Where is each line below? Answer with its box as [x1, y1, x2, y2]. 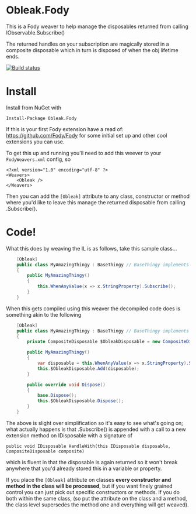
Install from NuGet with [6, 104, 62, 111]
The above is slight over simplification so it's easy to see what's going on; [6, 419, 184, 426]
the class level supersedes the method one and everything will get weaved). [6, 501, 189, 508]
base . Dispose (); [37, 393, 77, 399]
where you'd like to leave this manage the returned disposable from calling [6, 198, 185, 205]
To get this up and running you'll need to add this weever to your [6, 149, 162, 156]
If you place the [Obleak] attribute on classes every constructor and [6, 476, 171, 483]
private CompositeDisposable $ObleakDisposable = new [27, 339, 160, 345]
